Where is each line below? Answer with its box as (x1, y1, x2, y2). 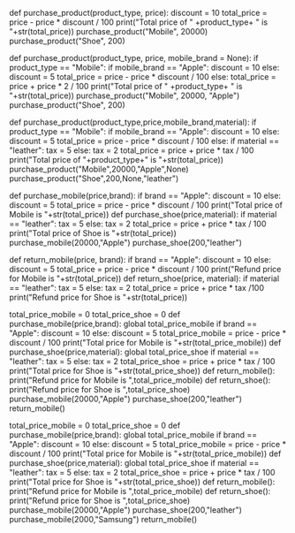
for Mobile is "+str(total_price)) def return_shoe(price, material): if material (9, 273, 280, 284)
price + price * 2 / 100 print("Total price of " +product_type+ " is (9, 81, 243, 91)
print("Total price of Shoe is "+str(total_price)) (9, 228, 177, 238)
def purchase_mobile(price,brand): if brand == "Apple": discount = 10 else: (9, 190, 281, 201)
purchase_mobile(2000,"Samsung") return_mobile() (9, 514, 198, 524)
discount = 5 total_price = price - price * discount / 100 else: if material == (9, 136, 280, 146)
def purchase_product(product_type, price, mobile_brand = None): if (9, 53, 259, 63)
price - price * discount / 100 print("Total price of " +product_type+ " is (9, 17, 268, 27)
